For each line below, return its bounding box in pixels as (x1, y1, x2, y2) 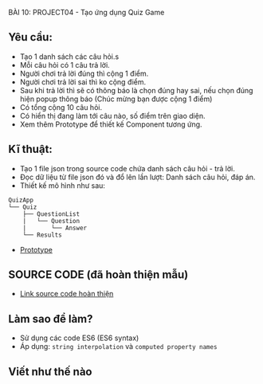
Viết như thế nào (8, 365, 92, 378)
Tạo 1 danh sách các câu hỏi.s (19, 52, 120, 61)
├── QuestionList (22, 210, 80, 218)
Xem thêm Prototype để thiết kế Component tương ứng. (19, 120, 202, 129)
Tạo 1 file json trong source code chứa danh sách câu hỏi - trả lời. (19, 163, 235, 173)
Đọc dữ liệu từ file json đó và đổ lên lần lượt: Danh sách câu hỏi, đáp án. (19, 172, 256, 182)
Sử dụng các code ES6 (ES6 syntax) (19, 333, 139, 343)
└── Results (22, 231, 62, 239)
